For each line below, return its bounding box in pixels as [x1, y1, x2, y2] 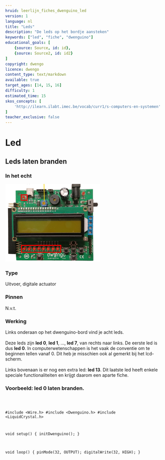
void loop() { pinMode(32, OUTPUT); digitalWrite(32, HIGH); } [5, 449, 141, 454]
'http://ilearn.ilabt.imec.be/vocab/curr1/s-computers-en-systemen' [14, 104, 161, 109]
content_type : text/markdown [5, 72, 66, 77]
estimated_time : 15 [5, 93, 46, 98]
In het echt [5, 172, 32, 179]
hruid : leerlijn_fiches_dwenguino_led [5, 8, 87, 13]
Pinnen [5, 293, 23, 300]
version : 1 [5, 13, 28, 19]
